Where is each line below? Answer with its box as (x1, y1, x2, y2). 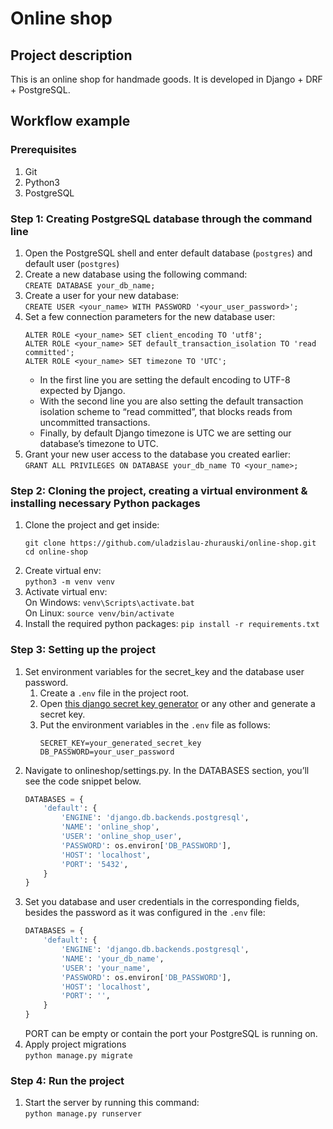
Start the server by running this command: (24, 1097, 200, 1109)
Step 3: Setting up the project (10, 643, 157, 657)
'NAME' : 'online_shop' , (61, 822, 160, 832)
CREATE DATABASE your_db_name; (24, 280, 156, 291)
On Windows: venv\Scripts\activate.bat (24, 597, 195, 609)
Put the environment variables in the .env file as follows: (39, 718, 271, 731)
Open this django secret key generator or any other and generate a (39, 697, 316, 709)
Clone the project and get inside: (24, 519, 160, 531)
